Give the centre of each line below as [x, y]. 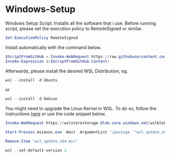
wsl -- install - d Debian [31, 99]
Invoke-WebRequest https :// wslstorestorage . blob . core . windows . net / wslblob [86, 123]
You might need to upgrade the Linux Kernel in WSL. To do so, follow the [81, 109]
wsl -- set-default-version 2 [36, 150]
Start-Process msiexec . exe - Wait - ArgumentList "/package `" [71, 132]
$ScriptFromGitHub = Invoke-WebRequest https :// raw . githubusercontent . [82, 56]
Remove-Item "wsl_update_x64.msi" [42, 141]
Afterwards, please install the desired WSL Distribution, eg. [67, 71]
